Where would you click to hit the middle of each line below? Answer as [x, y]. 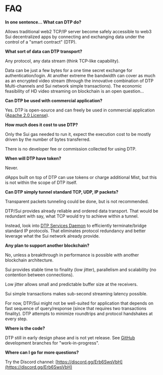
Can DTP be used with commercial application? [54, 100]
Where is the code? [25, 328]
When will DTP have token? [33, 158]
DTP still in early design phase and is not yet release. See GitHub [70, 337]
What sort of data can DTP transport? [44, 51]
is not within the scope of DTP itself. [41, 182]
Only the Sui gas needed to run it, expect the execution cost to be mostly [78, 134]
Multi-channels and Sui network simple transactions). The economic [73, 86]
